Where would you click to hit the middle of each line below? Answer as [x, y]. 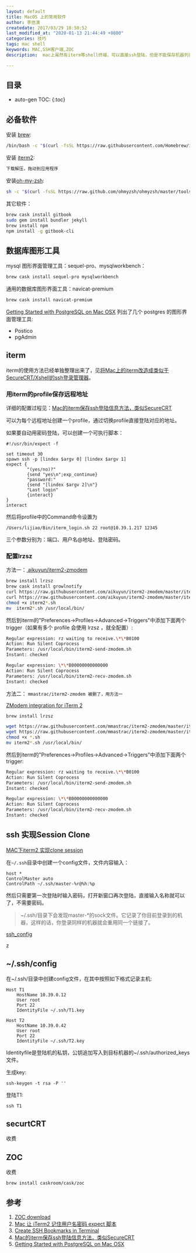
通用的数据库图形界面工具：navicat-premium [60, 289]
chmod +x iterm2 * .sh [31, 603]
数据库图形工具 [33, 251]
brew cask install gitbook [39, 215]
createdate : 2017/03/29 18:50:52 [47, 28]
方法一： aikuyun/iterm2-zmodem [47, 570]
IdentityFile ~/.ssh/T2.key [50, 1041]
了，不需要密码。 [27, 902]
